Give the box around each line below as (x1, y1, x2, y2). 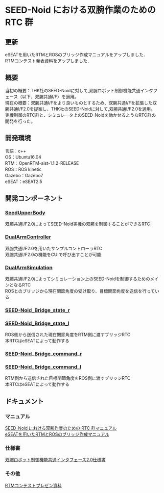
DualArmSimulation (5, 264, 53, 271)
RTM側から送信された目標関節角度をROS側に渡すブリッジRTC (5, 375, 131, 381)
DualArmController (5, 234, 51, 240)
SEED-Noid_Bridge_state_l (5, 320, 70, 327)
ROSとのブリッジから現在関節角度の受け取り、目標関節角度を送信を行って (5, 288, 155, 294)
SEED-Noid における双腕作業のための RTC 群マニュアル (5, 425, 117, 431)
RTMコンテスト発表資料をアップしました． (5, 58, 92, 64)
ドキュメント (5, 397, 44, 405)
